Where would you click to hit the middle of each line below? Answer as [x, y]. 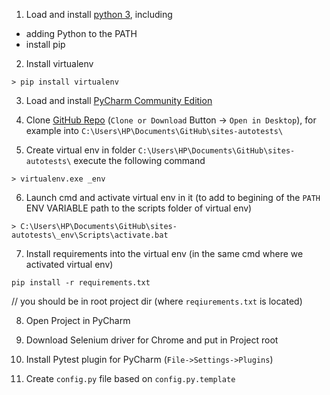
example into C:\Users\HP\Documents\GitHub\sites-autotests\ [154, 130]
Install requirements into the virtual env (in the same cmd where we [164, 253]
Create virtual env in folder [80, 150]
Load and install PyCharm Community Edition [119, 100]
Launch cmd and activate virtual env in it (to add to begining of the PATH [173, 197]
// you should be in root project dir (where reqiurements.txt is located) [157, 301]
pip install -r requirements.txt [81, 283]
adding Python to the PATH [81, 33]
